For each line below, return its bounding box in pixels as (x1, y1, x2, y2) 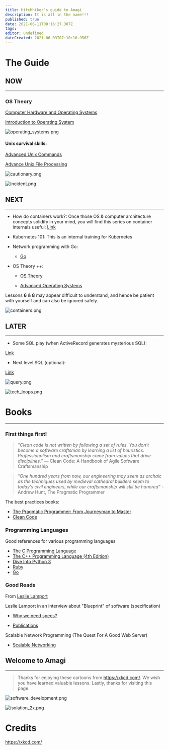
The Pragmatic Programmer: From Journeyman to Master (12, 509, 132, 515)
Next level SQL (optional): (12, 360, 66, 365)
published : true (5, 17, 39, 22)
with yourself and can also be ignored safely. (5, 298, 99, 304)
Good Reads (5, 581, 36, 589)
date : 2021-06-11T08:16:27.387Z (5, 21, 73, 27)
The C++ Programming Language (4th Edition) (12, 553, 109, 559)
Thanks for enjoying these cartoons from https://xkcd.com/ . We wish (17, 675, 160, 681)
